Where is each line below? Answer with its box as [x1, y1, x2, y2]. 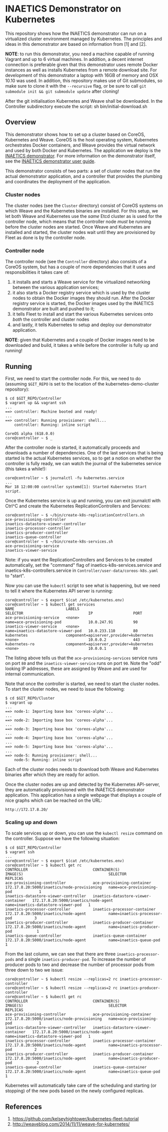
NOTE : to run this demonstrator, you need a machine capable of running [5, 51, 154, 57]
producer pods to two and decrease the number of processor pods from [5, 962, 154, 968]
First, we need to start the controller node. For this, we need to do [5, 375, 141, 382]
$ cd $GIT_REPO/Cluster [5, 696, 55, 701]
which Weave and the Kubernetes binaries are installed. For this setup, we [5, 208, 158, 214]
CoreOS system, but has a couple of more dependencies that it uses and [5, 264, 155, 270]
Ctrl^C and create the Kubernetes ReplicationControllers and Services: [5, 503, 150, 509]
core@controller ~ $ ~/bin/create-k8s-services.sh [5, 539, 113, 544]
